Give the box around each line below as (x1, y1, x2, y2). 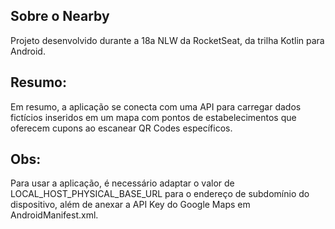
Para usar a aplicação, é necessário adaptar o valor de (10, 177, 235, 189)
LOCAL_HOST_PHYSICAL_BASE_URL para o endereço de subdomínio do (10, 188, 310, 200)
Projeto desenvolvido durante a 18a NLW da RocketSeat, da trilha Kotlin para (10, 34, 325, 46)
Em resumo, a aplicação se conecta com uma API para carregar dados (10, 100, 302, 113)
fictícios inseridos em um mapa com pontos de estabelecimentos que (10, 111, 297, 123)
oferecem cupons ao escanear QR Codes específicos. (10, 122, 233, 134)
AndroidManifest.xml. (10, 209, 99, 221)
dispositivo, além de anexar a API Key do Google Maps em (10, 199, 251, 211)
